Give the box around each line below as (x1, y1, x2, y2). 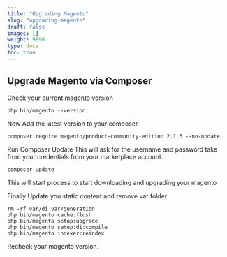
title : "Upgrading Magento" (7, 10, 89, 17)
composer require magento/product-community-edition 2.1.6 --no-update (7, 133, 220, 140)
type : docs (7, 43, 39, 50)
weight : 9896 (7, 36, 45, 43)
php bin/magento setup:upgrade (7, 217, 98, 224)
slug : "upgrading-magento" (7, 17, 86, 24)
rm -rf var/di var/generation (7, 205, 96, 212)
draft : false (7, 23, 45, 30)
